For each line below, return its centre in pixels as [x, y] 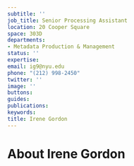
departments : [26, 40]
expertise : [23, 60]
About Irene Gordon [66, 154]
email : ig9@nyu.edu [36, 66]
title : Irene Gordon [38, 119]
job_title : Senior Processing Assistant [68, 20]
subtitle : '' [26, 14]
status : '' [23, 54]
